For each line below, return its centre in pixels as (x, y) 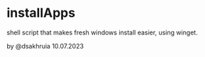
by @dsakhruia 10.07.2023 (45, 46)
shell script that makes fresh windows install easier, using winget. (102, 32)
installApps (41, 13)
